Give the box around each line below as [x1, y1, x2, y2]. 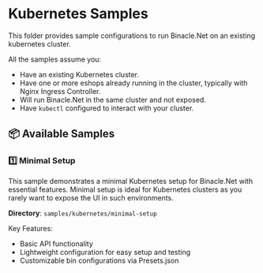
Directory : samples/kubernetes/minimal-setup [8, 208, 157, 218]
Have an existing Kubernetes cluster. [19, 69, 140, 79]
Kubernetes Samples [8, 5, 148, 23]
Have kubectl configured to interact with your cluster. [19, 103, 194, 113]
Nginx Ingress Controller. [19, 86, 101, 95]
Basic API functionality [19, 238, 93, 249]
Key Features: [8, 223, 53, 233]
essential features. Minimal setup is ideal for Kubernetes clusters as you [8, 185, 242, 194]
